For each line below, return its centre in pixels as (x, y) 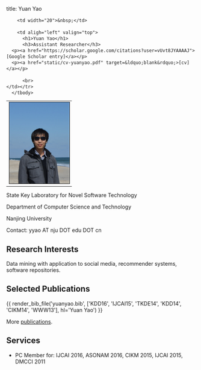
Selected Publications (48, 289)
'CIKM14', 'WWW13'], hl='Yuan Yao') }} (55, 310)
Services (23, 341)
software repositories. (33, 270)
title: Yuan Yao (24, 9)
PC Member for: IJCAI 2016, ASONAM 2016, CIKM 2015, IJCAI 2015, (99, 355)
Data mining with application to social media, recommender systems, (92, 264)
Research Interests (42, 249)
